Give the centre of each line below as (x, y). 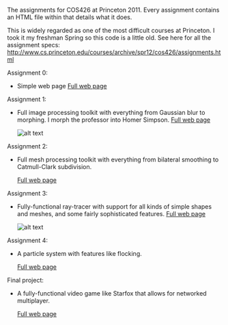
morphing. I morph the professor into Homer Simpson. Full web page (114, 120)
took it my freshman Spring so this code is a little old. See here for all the (109, 38)
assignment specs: (33, 45)
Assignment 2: (27, 146)
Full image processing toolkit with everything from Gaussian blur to (111, 113)
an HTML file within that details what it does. (70, 17)
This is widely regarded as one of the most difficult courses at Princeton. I (111, 30)
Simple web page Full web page (62, 86)
